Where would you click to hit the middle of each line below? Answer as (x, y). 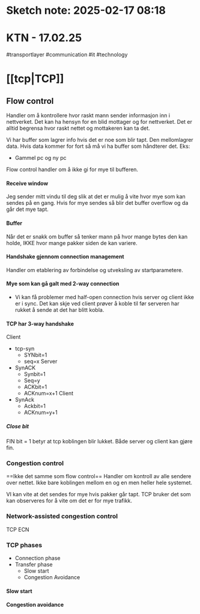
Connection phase (38, 558)
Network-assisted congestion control (62, 516)
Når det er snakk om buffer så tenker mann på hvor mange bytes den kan (97, 236)
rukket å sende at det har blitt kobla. (59, 309)
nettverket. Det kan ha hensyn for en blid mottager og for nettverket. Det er (99, 122)
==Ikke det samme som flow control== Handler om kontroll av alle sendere (99, 476)
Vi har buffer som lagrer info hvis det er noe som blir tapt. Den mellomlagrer (100, 140)
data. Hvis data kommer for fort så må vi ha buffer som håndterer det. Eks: (98, 146)
